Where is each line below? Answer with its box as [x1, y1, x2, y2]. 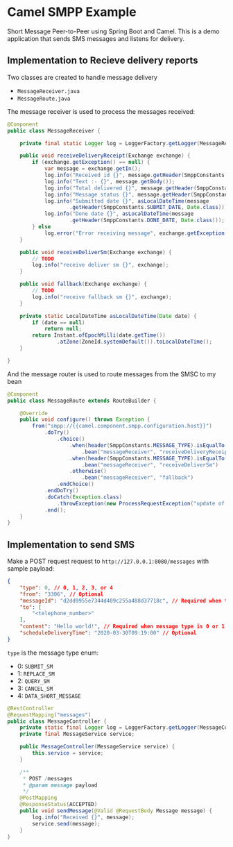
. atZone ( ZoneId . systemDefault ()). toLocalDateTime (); [56, 338, 213, 346]
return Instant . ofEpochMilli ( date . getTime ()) [32, 332, 166, 339]
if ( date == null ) [32, 319, 85, 326]
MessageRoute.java [17, 95, 71, 102]
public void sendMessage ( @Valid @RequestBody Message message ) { [19, 807, 213, 814]
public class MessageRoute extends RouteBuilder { [7, 397, 157, 404]
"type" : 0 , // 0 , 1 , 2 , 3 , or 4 [19, 584, 113, 591]
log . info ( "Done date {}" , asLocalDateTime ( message [44, 210, 194, 217]
